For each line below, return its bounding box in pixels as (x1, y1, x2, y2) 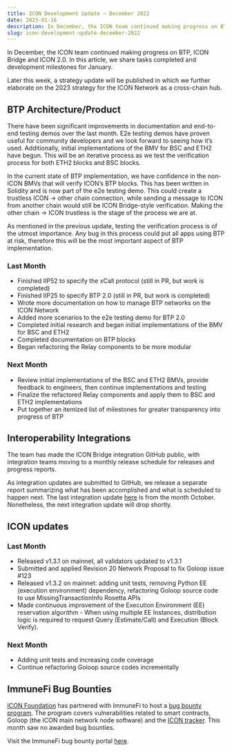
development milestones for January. (7, 63, 113, 71)
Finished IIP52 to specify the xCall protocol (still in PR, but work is (17, 277, 204, 285)
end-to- (193, 122, 216, 130)
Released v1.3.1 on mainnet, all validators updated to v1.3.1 (17, 557, 182, 566)
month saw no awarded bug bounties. (7, 724, 115, 732)
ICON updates (7, 520, 69, 532)
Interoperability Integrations (7, 433, 131, 444)
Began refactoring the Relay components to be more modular (17, 343, 192, 351)
